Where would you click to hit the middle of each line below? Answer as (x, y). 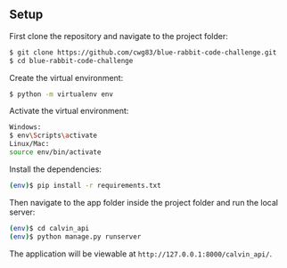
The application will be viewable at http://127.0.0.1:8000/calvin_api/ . (141, 254)
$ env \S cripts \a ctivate (53, 136)
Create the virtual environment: (66, 77)
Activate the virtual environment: (69, 111)
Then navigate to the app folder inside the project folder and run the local (144, 202)
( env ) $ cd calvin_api (49, 228)
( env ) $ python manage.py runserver (75, 236)
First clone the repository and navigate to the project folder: (119, 36)
